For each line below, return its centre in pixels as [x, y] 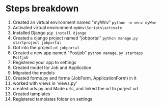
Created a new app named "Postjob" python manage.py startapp [78, 53]
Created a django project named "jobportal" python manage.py [75, 38]
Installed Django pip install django [49, 33]
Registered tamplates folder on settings [53, 99]
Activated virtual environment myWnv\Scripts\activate [67, 27]
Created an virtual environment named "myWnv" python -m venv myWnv [84, 22]
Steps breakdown [42, 9]
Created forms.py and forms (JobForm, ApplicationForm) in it [75, 78]
